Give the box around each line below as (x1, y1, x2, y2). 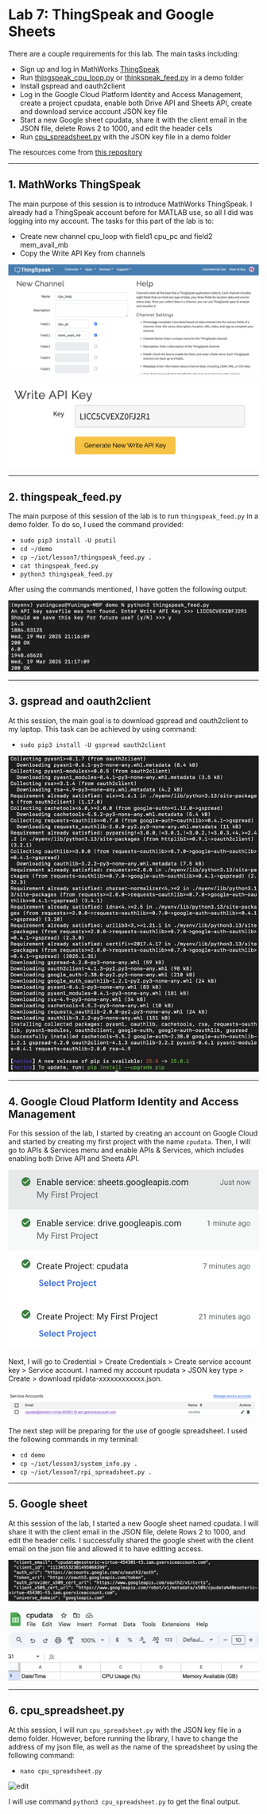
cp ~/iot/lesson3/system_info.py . (19, 1460, 138, 1468)
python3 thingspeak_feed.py (19, 571, 113, 579)
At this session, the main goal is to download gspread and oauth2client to (8, 715, 249, 725)
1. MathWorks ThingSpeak (8, 178, 141, 192)
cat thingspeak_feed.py (19, 562, 99, 570)
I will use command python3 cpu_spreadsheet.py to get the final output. (8, 1796, 241, 1806)
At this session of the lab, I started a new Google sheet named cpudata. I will (8, 1519, 259, 1528)
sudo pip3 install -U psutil (19, 537, 117, 545)
